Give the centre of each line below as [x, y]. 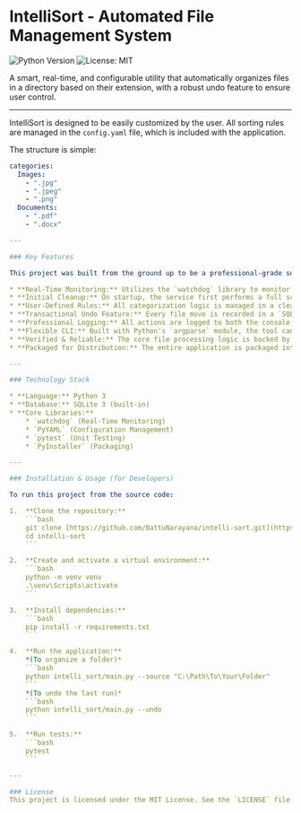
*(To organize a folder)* [74, 660]
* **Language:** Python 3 [57, 397]
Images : [32, 174]
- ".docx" [44, 225]
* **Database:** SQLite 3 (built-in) [80, 405]
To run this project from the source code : [92, 495]
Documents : [38, 208]
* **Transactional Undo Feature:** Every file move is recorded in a [142, 315]
